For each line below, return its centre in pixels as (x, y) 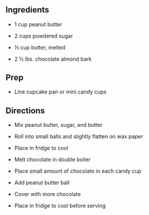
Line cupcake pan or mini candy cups (60, 92)
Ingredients (27, 10)
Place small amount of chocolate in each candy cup (77, 171)
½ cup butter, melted (40, 47)
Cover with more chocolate (47, 194)
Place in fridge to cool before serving (60, 206)
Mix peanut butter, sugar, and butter (58, 125)
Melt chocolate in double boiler (52, 160)
